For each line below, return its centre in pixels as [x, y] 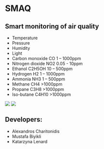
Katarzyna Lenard [30, 141]
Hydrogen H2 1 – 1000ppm [38, 74]
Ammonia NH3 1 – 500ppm [39, 79]
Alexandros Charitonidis [36, 131]
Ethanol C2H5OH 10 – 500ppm [42, 69]
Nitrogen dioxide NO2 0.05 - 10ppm [47, 64]
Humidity [21, 48]
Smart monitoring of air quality [52, 26]
